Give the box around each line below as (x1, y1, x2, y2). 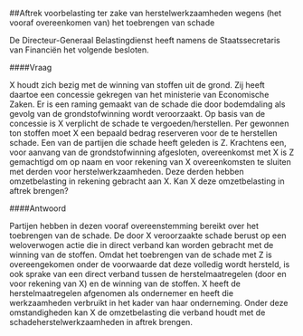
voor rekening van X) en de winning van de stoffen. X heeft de (9, 278, 241, 289)
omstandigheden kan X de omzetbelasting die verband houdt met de (9, 307, 266, 318)
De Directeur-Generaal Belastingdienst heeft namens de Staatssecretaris (9, 35, 280, 45)
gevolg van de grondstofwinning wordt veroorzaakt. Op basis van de (9, 109, 265, 119)
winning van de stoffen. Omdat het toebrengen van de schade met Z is (9, 249, 273, 260)
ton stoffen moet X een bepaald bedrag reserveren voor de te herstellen (9, 128, 278, 139)
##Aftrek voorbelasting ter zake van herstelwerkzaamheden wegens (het (9, 8, 282, 18)
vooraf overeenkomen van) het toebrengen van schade (9, 17, 215, 28)
